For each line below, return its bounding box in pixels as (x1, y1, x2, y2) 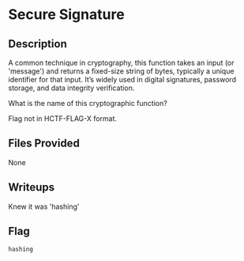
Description (8, 37, 67, 51)
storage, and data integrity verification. (8, 83, 135, 93)
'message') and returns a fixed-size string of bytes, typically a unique (8, 66, 235, 76)
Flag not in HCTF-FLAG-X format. (8, 114, 117, 123)
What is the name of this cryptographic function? (8, 99, 167, 108)
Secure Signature (8, 6, 125, 24)
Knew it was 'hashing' (8, 202, 80, 211)
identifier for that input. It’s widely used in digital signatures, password (8, 75, 237, 84)
